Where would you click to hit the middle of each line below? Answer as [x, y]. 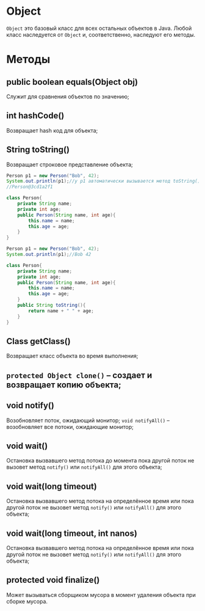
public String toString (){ [52, 305]
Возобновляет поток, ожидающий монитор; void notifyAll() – [88, 420]
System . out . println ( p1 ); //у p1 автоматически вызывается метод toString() [103, 181]
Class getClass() [39, 341]
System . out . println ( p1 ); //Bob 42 [49, 255]
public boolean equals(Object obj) [72, 82]
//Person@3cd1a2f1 [30, 187]
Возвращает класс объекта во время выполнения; [72, 356]
